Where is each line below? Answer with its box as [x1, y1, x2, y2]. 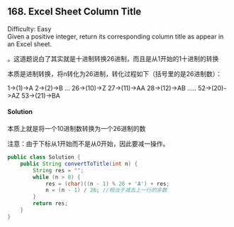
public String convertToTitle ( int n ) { [20, 160, 138, 167]
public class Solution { [7, 154, 81, 161]
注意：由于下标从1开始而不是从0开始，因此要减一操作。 [7, 139, 169, 148]
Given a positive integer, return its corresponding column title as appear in [7, 32, 224, 41]
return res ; [33, 200, 69, 207]
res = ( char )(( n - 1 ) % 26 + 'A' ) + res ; [45, 180, 170, 187]
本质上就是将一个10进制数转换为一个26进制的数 [7, 125, 146, 133]
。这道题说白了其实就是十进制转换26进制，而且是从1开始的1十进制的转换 [7, 54, 219, 63]
